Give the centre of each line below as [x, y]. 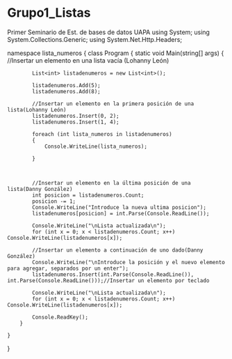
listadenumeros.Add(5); [66, 85]
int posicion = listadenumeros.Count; [88, 195]
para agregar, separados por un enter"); [68, 268]
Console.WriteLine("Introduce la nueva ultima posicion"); [119, 207]
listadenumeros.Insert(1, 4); [76, 122]
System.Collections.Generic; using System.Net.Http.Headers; [95, 39]
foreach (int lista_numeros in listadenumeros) [102, 134]
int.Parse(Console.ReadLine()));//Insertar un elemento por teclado [108, 280]
